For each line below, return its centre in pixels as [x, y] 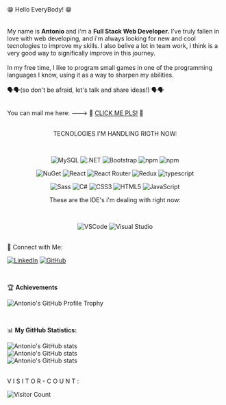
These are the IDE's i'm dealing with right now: [115, 200]
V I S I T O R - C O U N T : [43, 381]
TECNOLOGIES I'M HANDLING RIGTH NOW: [115, 134]
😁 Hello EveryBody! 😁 [39, 9]
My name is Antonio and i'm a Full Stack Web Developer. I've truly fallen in [113, 31]
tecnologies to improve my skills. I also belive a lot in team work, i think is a [113, 46]
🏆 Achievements [33, 287]
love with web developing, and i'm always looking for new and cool [102, 38]
